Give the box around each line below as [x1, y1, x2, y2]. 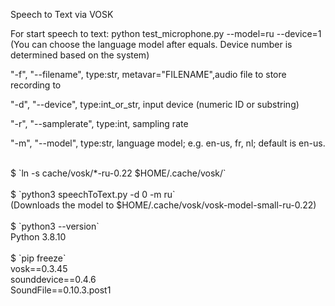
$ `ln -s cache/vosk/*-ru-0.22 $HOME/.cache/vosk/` [10, 167, 227, 179]
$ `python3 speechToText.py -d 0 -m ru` [10, 189, 176, 200]
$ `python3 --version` [10, 220, 100, 232]
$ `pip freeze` [10, 252, 67, 264]
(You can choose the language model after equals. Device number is [10, 39, 293, 50]
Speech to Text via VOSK [10, 9, 114, 20]
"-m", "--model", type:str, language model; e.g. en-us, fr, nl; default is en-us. [10, 137, 326, 149]
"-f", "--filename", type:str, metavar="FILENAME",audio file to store [10, 69, 287, 80]
